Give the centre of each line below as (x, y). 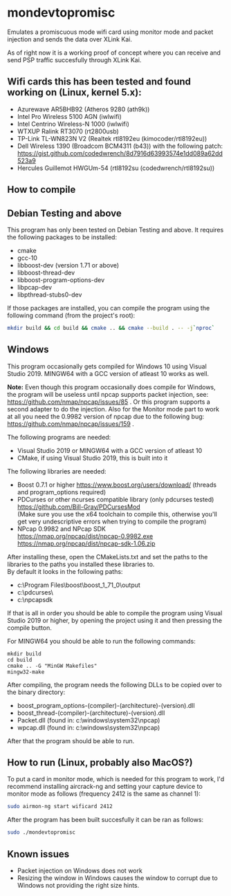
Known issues (38, 854)
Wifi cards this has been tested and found (99, 82)
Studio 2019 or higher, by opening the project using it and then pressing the (115, 620)
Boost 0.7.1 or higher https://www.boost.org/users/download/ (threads (117, 485)
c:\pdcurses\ (35, 592)
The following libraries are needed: (57, 471)
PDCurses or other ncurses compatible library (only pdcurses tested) (115, 499)
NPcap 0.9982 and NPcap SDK (61, 529)
